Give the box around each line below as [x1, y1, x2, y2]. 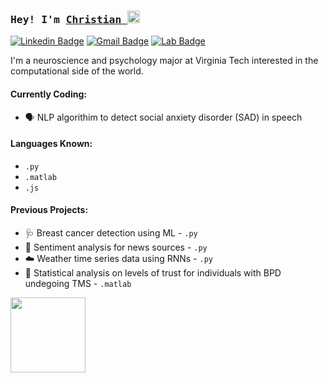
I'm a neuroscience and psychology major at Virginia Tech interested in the [10, 55, 319, 67]
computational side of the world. [10, 65, 144, 77]
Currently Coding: [10, 88, 87, 100]
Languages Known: [10, 138, 93, 150]
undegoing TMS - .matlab [24, 277, 132, 289]
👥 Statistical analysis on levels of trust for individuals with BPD [24, 266, 282, 279]
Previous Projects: [10, 204, 89, 216]
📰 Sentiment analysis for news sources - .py [24, 241, 208, 253]
